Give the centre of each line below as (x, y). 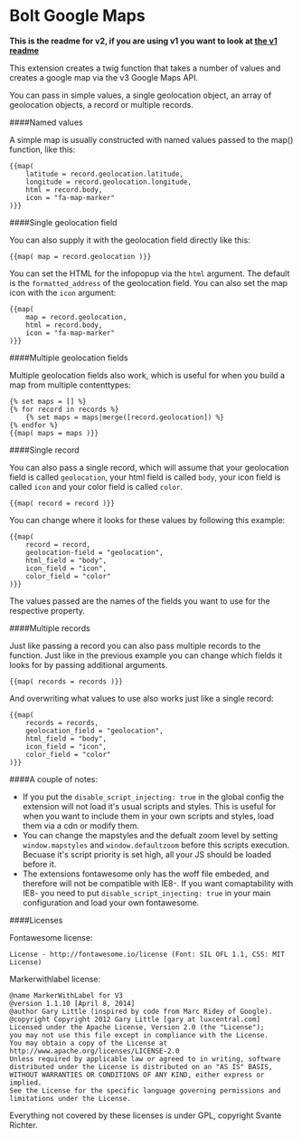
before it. (39, 864)
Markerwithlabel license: (55, 979)
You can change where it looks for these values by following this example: (147, 520)
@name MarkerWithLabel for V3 (66, 995)
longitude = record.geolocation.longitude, (109, 182)
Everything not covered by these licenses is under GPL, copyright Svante (146, 1115)
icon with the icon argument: (63, 292)
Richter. (24, 1124)
